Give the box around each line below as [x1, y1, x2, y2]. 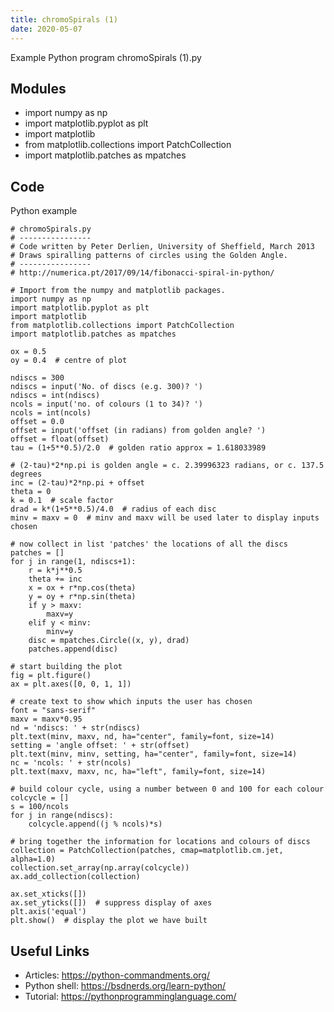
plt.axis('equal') [10, 907, 87, 917]
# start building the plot [10, 662, 123, 672]
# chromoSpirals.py [10, 224, 92, 235]
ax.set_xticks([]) [10, 889, 87, 900]
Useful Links [10, 942, 90, 960]
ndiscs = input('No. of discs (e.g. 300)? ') [10, 382, 203, 392]
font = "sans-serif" [10, 706, 97, 716]
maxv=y [46, 609, 74, 620]
